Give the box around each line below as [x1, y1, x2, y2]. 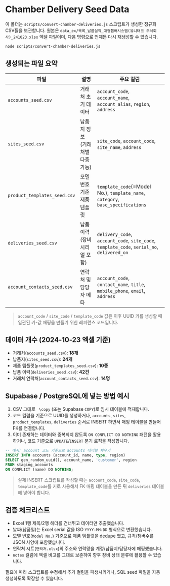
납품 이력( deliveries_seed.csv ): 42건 [12, 369, 90, 375]
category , [97, 196, 120, 203]
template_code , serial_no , [97, 243, 158, 250]
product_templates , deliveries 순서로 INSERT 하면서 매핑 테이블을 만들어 [12, 419, 161, 425]
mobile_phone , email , [97, 287, 146, 294]
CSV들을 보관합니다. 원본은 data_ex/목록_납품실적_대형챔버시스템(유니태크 [5, 27, 144, 34]
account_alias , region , [97, 100, 151, 107]
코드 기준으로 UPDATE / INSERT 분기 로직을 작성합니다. [27, 438, 130, 444]
